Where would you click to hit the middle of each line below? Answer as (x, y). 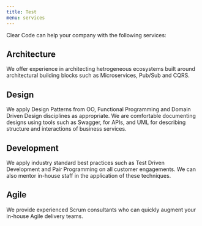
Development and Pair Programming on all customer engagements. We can (101, 169)
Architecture (31, 54)
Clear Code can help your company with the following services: (86, 35)
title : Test (21, 12)
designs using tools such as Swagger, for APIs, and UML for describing (96, 122)
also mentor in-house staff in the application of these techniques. (89, 175)
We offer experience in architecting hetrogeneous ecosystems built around (101, 69)
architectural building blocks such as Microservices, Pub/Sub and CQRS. (98, 75)
